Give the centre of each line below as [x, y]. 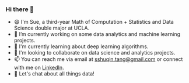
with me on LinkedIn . [39, 68]
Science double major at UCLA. [52, 28]
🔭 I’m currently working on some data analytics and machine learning [97, 34]
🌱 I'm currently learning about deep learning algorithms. [81, 46]
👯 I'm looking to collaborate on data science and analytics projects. [94, 53]
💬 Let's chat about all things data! [54, 74]
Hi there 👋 [20, 9]
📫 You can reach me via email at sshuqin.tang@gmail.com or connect [98, 59]
